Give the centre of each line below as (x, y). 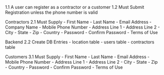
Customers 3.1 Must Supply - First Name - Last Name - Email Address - (77, 57)
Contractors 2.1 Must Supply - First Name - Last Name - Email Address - (78, 22)
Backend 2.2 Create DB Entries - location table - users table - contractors (80, 42)
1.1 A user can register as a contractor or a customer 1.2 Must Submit (75, 7)
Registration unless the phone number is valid (51, 12)
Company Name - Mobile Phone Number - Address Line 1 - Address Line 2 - (82, 27)
